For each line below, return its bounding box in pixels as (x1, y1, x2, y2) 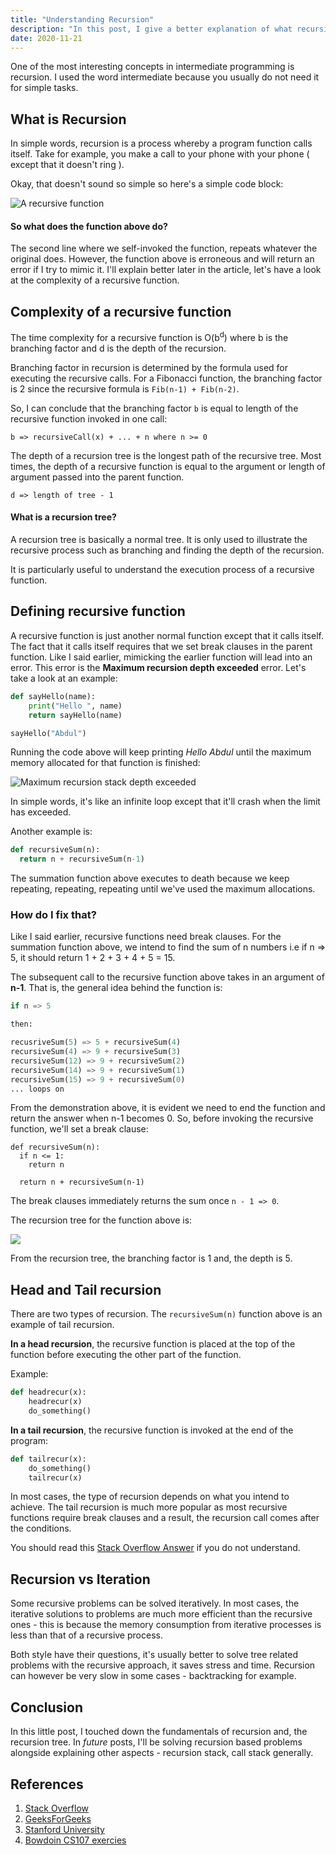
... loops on (10, 1084, 65, 1094)
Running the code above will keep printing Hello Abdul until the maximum (10, 746, 312, 758)
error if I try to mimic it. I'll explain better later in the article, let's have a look (10, 264, 322, 276)
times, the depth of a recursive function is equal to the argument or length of (10, 460, 326, 472)
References (10, 1776, 84, 1793)
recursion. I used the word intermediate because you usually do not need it (10, 71, 320, 83)
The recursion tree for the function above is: (10, 1214, 193, 1226)
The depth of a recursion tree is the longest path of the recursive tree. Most (10, 449, 322, 461)
